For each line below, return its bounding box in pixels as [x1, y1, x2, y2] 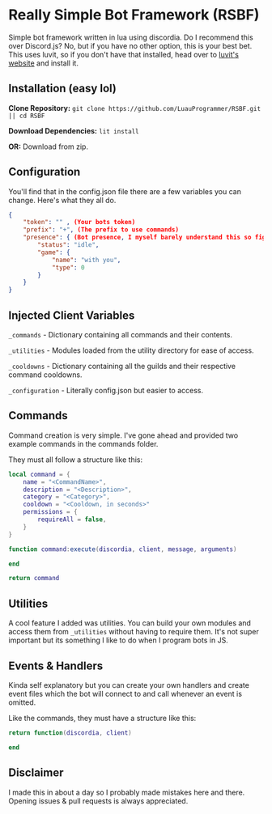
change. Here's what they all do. [8, 195, 117, 205]
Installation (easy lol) [8, 82, 117, 95]
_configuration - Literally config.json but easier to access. [8, 386, 204, 395]
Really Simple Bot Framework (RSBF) [8, 6, 260, 24]
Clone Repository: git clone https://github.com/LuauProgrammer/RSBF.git [8, 103, 261, 112]
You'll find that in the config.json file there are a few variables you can [8, 186, 241, 196]
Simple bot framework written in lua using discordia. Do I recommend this [8, 32, 253, 42]
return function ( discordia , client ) [8, 728, 132, 737]
